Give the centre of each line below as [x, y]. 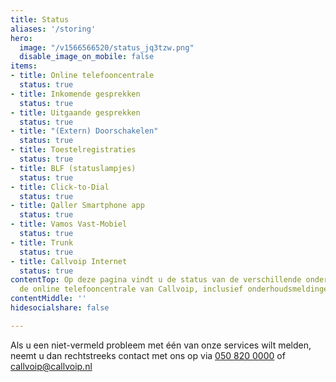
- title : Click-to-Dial [60, 187]
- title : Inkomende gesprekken [75, 94]
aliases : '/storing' [53, 29]
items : [24, 66]
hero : [21, 38]
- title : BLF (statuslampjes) [73, 168]
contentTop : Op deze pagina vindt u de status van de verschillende [156, 280]
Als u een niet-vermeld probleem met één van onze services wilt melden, [161, 345]
